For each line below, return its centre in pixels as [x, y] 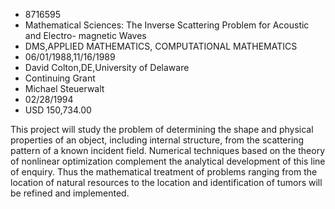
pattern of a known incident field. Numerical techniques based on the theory [167, 150]
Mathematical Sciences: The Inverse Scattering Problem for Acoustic [167, 25]
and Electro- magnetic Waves [85, 35]
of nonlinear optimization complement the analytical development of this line [168, 161]
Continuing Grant [60, 78]
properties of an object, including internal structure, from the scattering [157, 140]
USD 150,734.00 [58, 110]
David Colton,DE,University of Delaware [107, 67]
